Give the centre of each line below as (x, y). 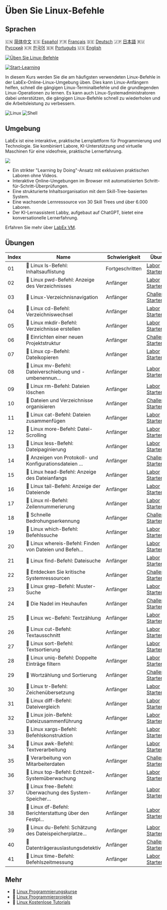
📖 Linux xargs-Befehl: (52, 729)
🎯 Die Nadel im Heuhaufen (57, 603)
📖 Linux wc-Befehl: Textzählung (63, 618)
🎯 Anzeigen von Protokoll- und (62, 457)
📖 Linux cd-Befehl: (48, 308)
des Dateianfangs (46, 478)
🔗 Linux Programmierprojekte (42, 897)
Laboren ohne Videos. (35, 175)
